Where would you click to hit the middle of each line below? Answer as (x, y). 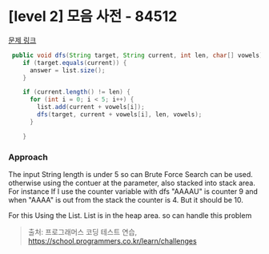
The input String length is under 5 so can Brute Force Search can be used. (131, 174)
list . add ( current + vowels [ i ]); (91, 107)
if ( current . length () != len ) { (76, 92)
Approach (28, 157)
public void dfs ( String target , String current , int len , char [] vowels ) (137, 55)
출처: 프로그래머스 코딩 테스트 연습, (82, 232)
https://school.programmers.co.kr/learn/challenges (112, 240)
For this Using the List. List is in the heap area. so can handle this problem (130, 215)
